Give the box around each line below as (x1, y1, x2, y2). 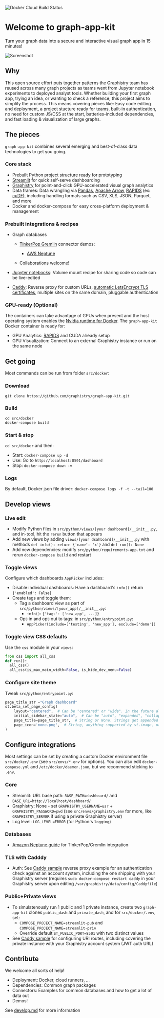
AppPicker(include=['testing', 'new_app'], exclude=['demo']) (26, 622, 156, 627)
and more (12, 198, 32, 204)
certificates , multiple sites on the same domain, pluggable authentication (12, 289, 159, 296)
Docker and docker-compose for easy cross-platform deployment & (12, 203, 149, 209)
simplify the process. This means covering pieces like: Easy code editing (5, 100, 151, 106)
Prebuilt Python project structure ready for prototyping (12, 172, 122, 178)
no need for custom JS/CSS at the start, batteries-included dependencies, (5, 111, 155, 117)
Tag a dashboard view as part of (19, 600, 85, 606)
